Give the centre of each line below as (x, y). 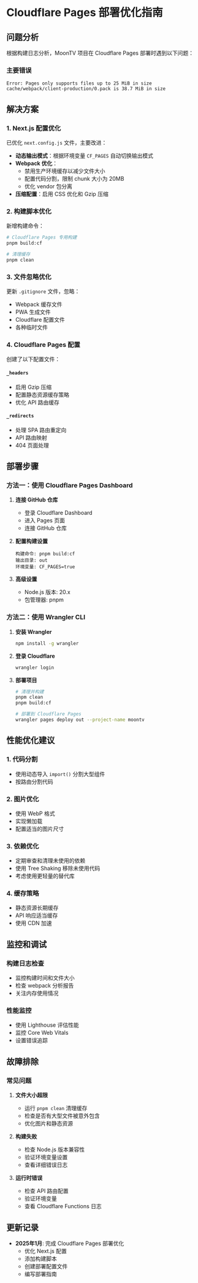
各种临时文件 (31, 327)
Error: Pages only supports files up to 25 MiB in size (79, 83)
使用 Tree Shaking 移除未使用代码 (58, 869)
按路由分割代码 (34, 782)
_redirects (20, 416)
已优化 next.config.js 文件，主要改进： (57, 142)
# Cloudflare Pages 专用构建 (42, 238)
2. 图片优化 (23, 799)
